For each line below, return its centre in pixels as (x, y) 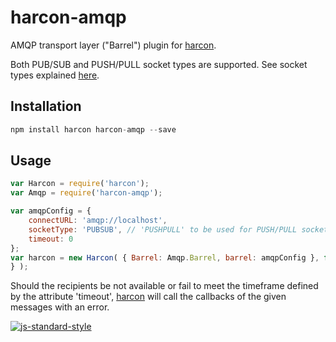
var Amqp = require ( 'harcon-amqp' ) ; (86, 193)
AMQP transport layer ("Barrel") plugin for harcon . (113, 45)
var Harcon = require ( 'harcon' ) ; (80, 184)
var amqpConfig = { (51, 211)
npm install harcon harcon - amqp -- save (93, 129)
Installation (46, 106)
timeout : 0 (51, 239)
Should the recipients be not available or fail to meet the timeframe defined (164, 286)
